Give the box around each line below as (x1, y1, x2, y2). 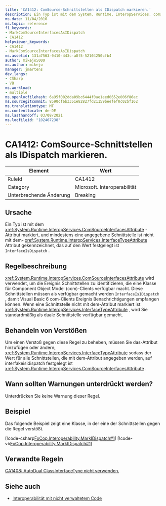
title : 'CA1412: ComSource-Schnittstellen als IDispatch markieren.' (5, 7, 152, 12)
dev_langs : (5, 72, 28, 77)
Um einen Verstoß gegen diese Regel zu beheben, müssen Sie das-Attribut (5, 339, 158, 345)
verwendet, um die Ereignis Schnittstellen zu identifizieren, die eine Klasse (5, 280, 157, 287)
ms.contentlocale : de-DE (5, 108, 56, 114)
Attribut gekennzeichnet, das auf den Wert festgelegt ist (5, 243, 120, 249)
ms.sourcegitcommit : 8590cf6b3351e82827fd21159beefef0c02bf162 (5, 99, 138, 104)
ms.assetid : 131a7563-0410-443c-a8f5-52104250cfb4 (5, 53, 112, 58)
